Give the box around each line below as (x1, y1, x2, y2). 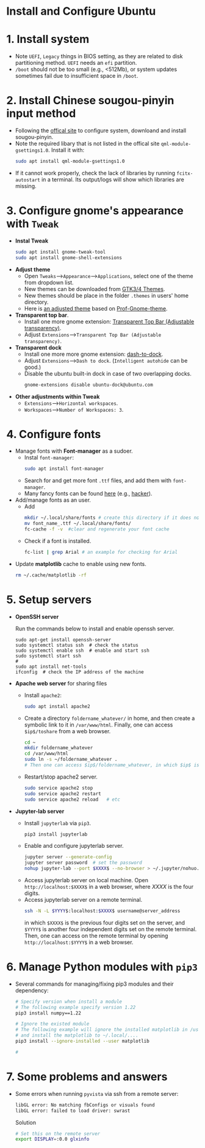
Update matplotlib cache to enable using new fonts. (15, 560, 146, 567)
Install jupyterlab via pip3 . (24, 819, 92, 826)
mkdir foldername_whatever (24, 745, 93, 751)
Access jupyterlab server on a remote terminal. (24, 896, 143, 903)
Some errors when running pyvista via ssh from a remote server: (15, 1090, 179, 1097)
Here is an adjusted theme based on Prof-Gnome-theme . (24, 304, 168, 312)
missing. (15, 182, 37, 189)
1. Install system (6, 32, 90, 47)
